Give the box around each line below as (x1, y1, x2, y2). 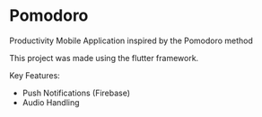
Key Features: (9, 69, 60, 81)
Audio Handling (22, 96, 80, 108)
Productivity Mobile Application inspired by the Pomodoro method (9, 35, 254, 46)
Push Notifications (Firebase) (22, 87, 131, 98)
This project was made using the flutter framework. (9, 52, 199, 63)
